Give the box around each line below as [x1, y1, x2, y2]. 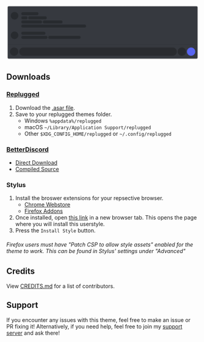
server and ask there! [6, 329, 60, 337]
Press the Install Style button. [15, 227, 96, 234]
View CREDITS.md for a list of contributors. [6, 282, 115, 290]
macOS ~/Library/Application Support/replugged [24, 123, 151, 130]
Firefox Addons [24, 207, 63, 215]
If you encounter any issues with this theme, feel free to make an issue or [6, 316, 191, 324]
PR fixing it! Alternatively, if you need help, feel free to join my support [6, 322, 183, 330]
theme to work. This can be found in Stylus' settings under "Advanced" [6, 247, 186, 254]
